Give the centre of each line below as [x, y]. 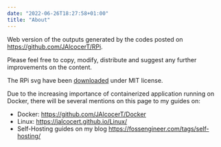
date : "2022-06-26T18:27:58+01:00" [58, 13]
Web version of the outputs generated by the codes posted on [95, 39]
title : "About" [29, 20]
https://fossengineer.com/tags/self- [159, 129]
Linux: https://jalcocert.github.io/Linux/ [72, 121]
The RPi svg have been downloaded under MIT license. [85, 80]
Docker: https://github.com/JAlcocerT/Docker [81, 114]
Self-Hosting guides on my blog [62, 129]
